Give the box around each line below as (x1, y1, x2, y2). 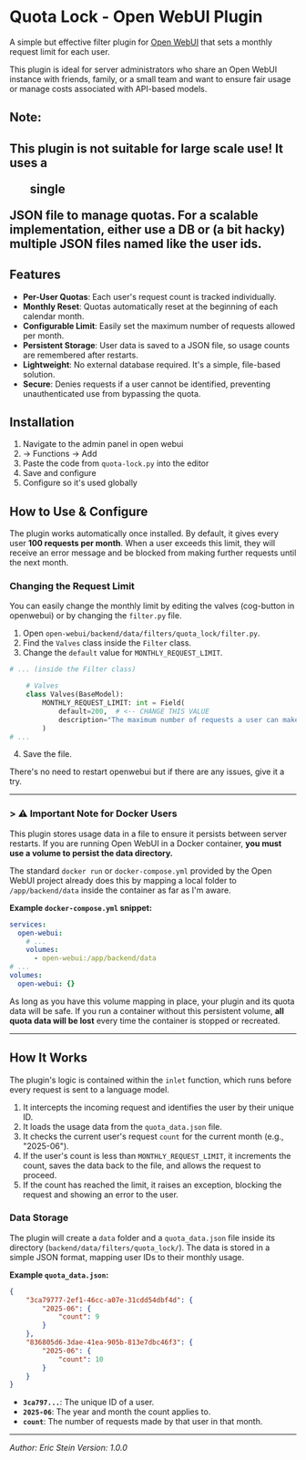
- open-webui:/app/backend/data (33, 954, 157, 963)
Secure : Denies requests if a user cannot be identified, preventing (22, 378, 271, 389)
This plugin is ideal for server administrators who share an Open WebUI (9, 64, 278, 75)
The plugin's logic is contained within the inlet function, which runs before (9, 1074, 292, 1085)
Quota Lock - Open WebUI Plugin (9, 6, 263, 27)
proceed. (22, 1169, 57, 1180)
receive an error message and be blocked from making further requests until (9, 547, 297, 558)
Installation (9, 414, 75, 430)
